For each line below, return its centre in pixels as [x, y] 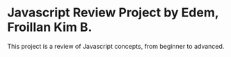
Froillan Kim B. [50, 27]
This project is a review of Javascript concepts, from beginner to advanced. [116, 46]
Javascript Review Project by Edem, [113, 13]
